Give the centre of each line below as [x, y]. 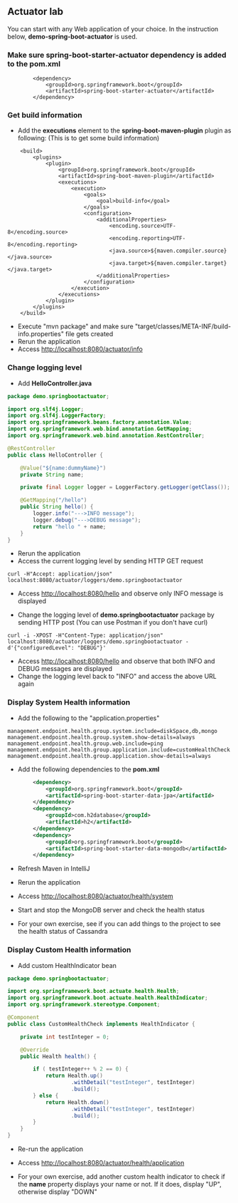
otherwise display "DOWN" [57, 1192]
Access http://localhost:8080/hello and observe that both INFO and [116, 661]
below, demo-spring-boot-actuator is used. [72, 36]
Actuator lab [36, 12]
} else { [46, 1095]
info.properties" [40, 334]
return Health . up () [74, 1076]
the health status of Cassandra [63, 932]
